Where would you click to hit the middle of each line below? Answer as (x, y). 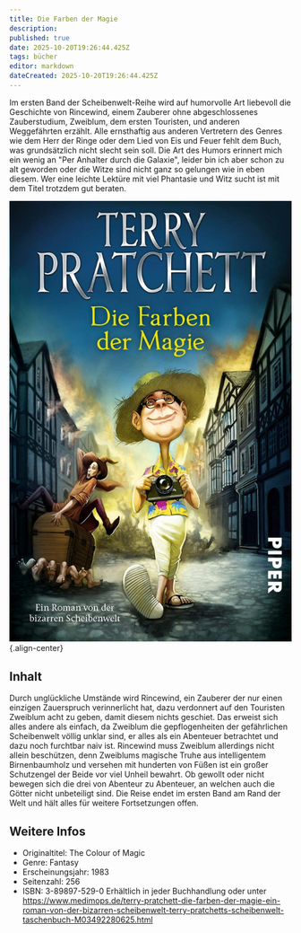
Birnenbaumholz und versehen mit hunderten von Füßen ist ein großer (139, 765)
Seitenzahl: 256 (51, 882)
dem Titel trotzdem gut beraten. (68, 188)
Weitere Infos (47, 831)
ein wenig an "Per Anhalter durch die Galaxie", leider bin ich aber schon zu (147, 159)
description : (34, 28)
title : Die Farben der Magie (64, 19)
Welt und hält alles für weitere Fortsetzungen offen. (104, 803)
